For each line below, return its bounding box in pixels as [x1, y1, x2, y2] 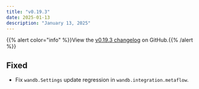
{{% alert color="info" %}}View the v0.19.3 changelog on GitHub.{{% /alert [6, 37, 193, 44]
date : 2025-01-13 [6, 14, 50, 20]
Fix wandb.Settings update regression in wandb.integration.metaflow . [15, 76, 189, 84]
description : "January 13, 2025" [6, 20, 91, 26]
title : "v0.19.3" [6, 8, 50, 15]
